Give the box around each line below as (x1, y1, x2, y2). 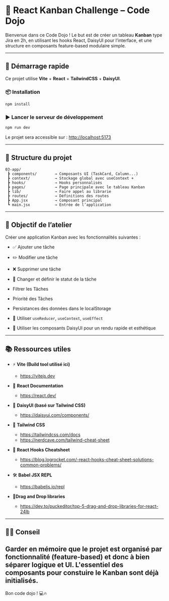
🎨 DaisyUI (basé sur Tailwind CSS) (12, 402, 86, 408)
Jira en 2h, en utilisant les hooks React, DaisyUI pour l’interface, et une (5, 37, 152, 43)
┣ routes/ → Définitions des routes (7, 193, 109, 198)
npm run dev (5, 125, 30, 130)
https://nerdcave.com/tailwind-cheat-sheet (20, 436, 110, 443)
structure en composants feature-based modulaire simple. (5, 42, 126, 48)
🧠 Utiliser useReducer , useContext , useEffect (12, 315, 103, 321)
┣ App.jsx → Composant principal (7, 198, 102, 203)
